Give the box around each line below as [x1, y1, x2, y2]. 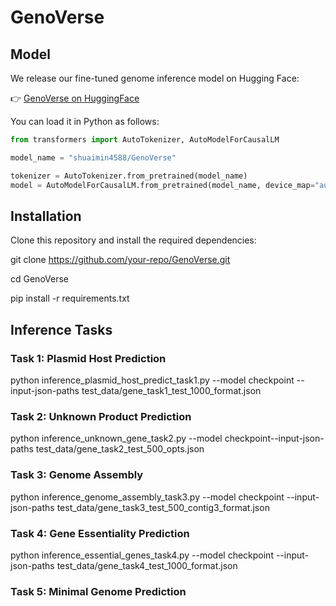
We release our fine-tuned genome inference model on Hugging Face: [10, 72, 300, 84]
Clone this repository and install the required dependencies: [10, 234, 257, 246]
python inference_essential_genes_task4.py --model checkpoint [10, 549, 274, 561]
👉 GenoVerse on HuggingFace [10, 92, 140, 104]
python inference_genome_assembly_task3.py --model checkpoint [10, 491, 285, 503]
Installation [10, 207, 82, 225]
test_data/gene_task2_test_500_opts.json [35, 443, 205, 455]
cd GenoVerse [10, 273, 70, 285]
